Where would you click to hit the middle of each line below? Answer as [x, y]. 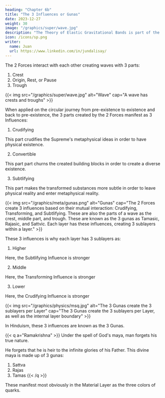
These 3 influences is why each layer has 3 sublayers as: [63, 239]
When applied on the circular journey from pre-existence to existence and [80, 110]
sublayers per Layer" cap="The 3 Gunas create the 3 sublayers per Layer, [80, 311]
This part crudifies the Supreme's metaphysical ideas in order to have [76, 139]
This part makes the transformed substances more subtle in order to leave [81, 188]
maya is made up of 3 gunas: [34, 355]
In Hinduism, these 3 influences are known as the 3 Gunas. [65, 325]
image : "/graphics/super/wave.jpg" [42, 28]
